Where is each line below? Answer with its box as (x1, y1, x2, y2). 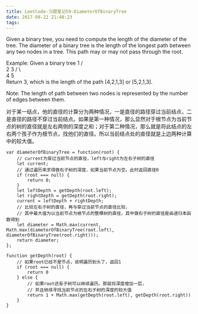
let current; (16, 161, 49, 167)
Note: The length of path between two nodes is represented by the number (6, 90, 189, 97)
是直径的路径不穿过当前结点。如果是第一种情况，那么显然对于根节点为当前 (6, 115, 187, 123)
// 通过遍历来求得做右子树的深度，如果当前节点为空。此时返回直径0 (16, 167, 159, 173)
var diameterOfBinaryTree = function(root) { (6, 150, 120, 156)
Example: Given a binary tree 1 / (6, 60, 83, 67)
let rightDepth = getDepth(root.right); (16, 193, 117, 199)
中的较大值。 (6, 138, 37, 145)
